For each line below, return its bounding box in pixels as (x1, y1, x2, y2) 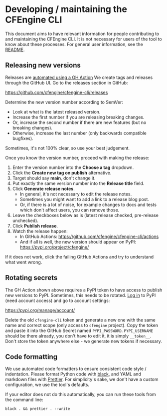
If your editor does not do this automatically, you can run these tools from (5, 391, 156, 397)
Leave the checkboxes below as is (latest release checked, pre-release (12, 212, 159, 218)
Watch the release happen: (12, 228, 68, 234)
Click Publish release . (12, 222, 58, 228)
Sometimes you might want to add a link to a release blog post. (19, 196, 150, 202)
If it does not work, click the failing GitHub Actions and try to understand (5, 253, 154, 259)
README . (5, 46, 25, 52)
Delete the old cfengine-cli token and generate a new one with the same (5, 316, 156, 323)
